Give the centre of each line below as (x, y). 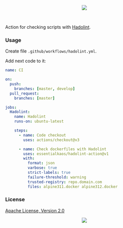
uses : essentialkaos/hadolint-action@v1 (66, 154)
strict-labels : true (49, 173)
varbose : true (42, 168)
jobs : (11, 107)
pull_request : (24, 94)
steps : (21, 131)
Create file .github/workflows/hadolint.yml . (51, 51)
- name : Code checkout (42, 135)
